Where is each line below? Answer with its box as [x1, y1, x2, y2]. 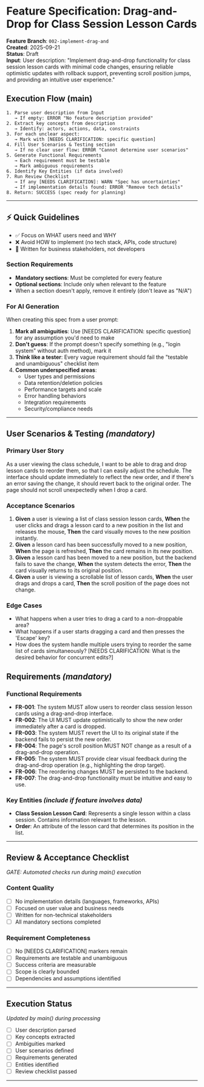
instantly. [15, 534, 38, 542]
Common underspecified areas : [15, 366, 97, 374]
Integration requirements [24, 399, 86, 406]
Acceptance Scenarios [6, 501, 75, 509]
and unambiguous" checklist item [15, 360, 99, 367]
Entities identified [15, 1061, 59, 1068]
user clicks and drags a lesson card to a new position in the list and [15, 522, 183, 529]
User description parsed [15, 1026, 76, 1034]
